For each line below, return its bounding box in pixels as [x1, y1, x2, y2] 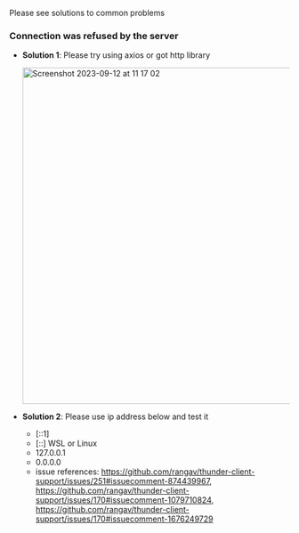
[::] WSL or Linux [35, 438, 98, 448]
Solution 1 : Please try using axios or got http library [21, 50, 211, 61]
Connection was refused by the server [9, 29, 179, 42]
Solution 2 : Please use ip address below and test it [21, 411, 209, 422]
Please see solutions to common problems [9, 8, 166, 18]
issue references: [35, 466, 100, 477]
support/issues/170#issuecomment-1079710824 [35, 495, 212, 505]
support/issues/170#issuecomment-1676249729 [35, 513, 214, 524]
